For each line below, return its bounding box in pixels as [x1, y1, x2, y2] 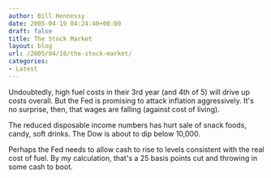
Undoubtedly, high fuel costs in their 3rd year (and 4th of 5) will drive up [8, 87, 250, 97]
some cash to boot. [8, 162, 73, 171]
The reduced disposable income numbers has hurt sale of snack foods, [8, 119, 247, 130]
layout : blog [8, 42, 53, 50]
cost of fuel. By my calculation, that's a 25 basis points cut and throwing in [8, 153, 258, 163]
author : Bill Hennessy [8, 11, 85, 20]
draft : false [8, 27, 53, 35]
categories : [8, 58, 49, 66]
